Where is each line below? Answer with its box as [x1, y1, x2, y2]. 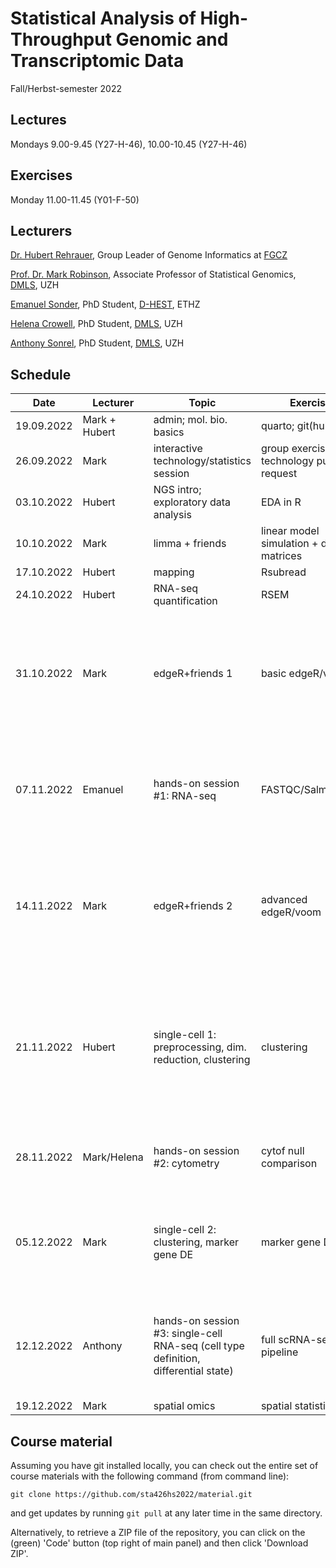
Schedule [10, 366, 72, 383]
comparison [260, 1157, 318, 1171]
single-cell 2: [153, 1223, 217, 1237]
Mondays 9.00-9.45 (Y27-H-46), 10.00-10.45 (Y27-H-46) [10, 138, 248, 150]
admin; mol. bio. [153, 413, 228, 427]
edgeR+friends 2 [153, 899, 233, 913]
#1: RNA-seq [153, 789, 217, 803]
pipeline [260, 1345, 299, 1359]
